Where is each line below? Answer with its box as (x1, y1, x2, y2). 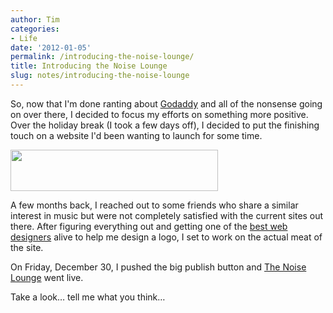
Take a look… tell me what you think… (10, 291, 166, 303)
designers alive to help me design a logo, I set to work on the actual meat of (10, 231, 323, 243)
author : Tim (10, 14, 60, 25)
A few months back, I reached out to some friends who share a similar (10, 199, 299, 211)
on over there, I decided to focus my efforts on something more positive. (10, 108, 309, 120)
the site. (10, 241, 44, 253)
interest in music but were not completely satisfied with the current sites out (10, 209, 324, 221)
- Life (10, 33, 38, 43)
